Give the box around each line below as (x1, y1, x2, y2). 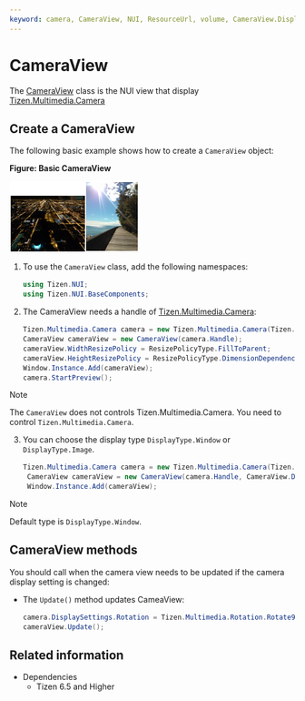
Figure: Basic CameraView (9, 163, 112, 174)
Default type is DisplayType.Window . (9, 516, 143, 527)
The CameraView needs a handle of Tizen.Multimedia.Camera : (22, 306, 257, 318)
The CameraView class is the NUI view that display (9, 85, 200, 96)
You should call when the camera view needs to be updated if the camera (9, 566, 285, 577)
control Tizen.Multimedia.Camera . (9, 417, 134, 428)
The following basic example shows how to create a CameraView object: (9, 146, 274, 157)
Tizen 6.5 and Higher (35, 681, 115, 692)
